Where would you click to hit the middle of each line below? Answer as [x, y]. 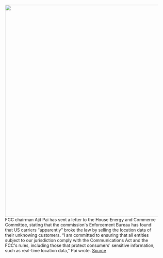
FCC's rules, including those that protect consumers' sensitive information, [80, 245]
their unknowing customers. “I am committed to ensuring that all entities [77, 235]
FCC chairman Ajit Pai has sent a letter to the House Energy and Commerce [81, 220]
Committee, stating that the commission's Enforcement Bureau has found [78, 225]
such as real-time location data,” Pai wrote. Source [56, 250]
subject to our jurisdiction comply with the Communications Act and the [77, 240]
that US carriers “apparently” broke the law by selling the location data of [78, 230]
